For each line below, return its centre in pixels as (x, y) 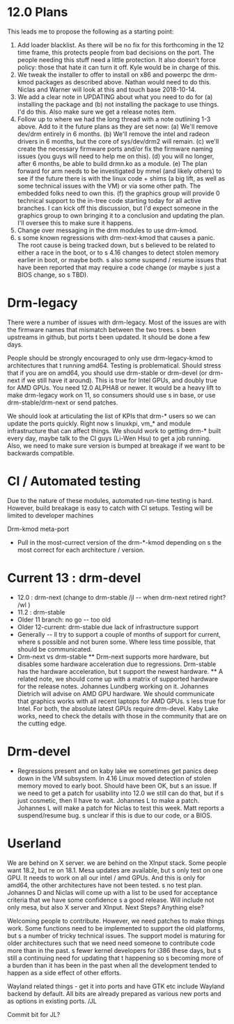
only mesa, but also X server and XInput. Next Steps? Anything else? (106, 907)
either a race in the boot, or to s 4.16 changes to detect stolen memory (118, 253)
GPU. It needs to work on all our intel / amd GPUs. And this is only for (106, 878)
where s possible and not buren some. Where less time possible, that (116, 642)
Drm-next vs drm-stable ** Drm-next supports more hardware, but (113, 656)
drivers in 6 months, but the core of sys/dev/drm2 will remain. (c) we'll (118, 141)
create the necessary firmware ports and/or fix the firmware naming (115, 149)
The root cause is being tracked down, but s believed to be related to (116, 245)
